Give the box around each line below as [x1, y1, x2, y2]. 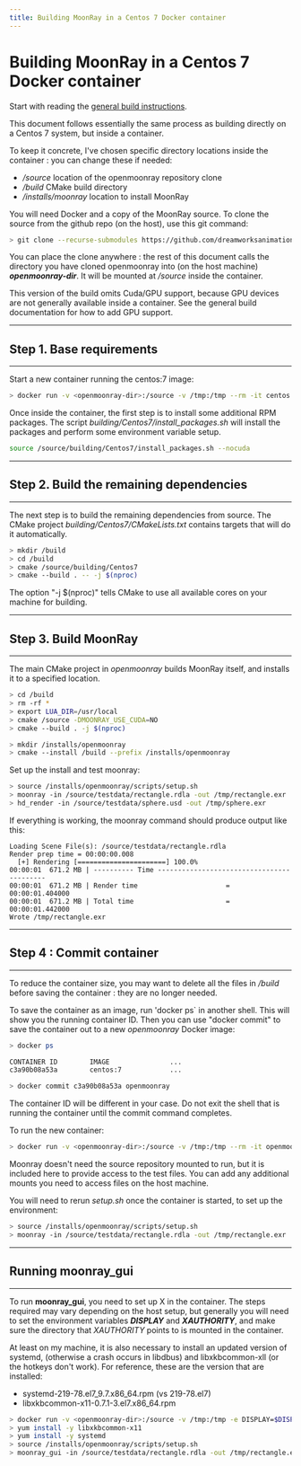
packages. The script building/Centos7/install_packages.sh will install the [9, 417, 280, 428]
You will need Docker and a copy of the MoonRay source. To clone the [9, 208, 270, 219]
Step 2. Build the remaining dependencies [9, 477, 248, 492]
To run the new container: [9, 1125, 105, 1136]
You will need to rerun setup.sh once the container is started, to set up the [9, 1196, 283, 1206]
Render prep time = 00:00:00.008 [9, 850, 134, 859]
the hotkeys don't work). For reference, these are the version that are [9, 1361, 264, 1372]
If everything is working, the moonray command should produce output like [9, 815, 288, 826]
